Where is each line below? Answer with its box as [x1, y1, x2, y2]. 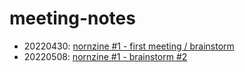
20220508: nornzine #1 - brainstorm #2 [23, 50, 188, 62]
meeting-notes [9, 7, 136, 30]
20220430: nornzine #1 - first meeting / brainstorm [23, 40, 235, 52]
